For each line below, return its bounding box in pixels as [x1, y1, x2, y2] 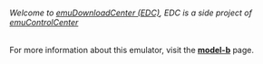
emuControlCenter [9, 16, 79, 27]
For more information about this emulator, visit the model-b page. [9, 45, 255, 56]
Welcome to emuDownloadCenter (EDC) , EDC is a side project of [9, 7, 252, 18]
